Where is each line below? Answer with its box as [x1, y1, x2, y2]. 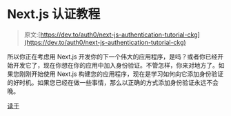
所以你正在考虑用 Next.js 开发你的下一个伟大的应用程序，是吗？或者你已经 [7, 52, 218, 61]
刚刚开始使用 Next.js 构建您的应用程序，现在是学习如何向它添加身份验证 [19, 70, 224, 78]
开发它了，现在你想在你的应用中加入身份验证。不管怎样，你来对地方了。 [12, 61, 219, 69]
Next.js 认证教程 [7, 6, 101, 22]
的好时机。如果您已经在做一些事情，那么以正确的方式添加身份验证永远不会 [7, 78, 219, 86]
